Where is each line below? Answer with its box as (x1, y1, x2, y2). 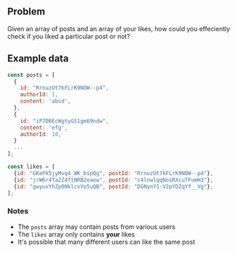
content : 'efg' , (20, 124, 69, 131)
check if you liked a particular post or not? (7, 32, 131, 40)
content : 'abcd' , (20, 98, 71, 105)
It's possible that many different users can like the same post (17, 237, 196, 246)
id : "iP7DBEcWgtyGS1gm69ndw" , (20, 117, 110, 125)
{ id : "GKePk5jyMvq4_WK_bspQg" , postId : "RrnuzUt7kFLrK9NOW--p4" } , (13, 169, 214, 176)
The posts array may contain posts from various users (17, 223, 175, 231)
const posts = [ (7, 71, 55, 79)
